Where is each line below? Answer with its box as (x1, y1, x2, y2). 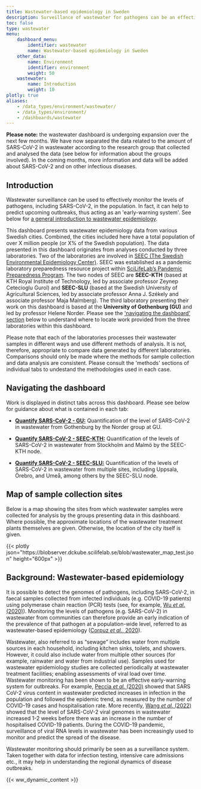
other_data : (17, 53, 47, 59)
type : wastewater (6, 25, 50, 32)
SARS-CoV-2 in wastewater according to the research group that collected (6, 144, 190, 151)
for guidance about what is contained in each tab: (6, 405, 129, 412)
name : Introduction (28, 81, 77, 87)
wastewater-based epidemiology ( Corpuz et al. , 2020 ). (6, 627, 142, 634)
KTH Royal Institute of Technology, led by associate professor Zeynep (6, 278, 178, 285)
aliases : (6, 98, 28, 104)
